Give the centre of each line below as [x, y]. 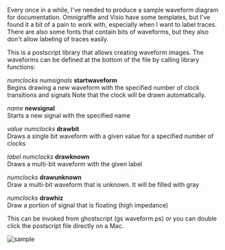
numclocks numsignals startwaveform [62, 80]
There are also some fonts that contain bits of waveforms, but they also [108, 32]
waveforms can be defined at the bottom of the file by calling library [103, 60]
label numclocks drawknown [48, 157]
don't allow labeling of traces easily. [58, 39]
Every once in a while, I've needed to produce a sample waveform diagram [113, 10]
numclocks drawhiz [35, 198]
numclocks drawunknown [45, 177]
